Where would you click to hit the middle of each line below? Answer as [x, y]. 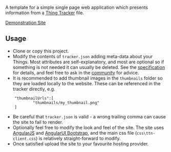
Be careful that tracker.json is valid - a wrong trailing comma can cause [89, 116]
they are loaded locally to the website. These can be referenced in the [87, 83]
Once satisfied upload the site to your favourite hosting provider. [81, 144]
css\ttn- [146, 133]
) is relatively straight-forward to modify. [78, 138]
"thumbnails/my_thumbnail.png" [66, 103]
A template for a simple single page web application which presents [77, 7]
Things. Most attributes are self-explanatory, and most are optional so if [88, 62]
